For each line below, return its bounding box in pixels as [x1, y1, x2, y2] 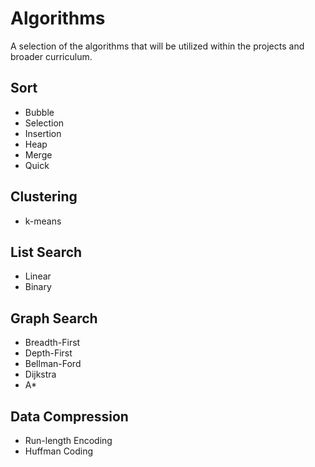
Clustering [10, 188, 78, 206]
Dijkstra [24, 368, 57, 381]
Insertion [24, 127, 62, 139]
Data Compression [10, 408, 129, 425]
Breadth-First [24, 337, 81, 349]
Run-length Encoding [24, 435, 113, 446]
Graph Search [10, 310, 98, 327]
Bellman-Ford [24, 358, 82, 370]
